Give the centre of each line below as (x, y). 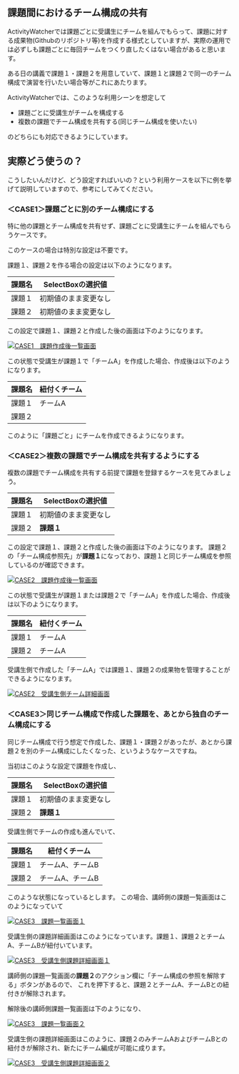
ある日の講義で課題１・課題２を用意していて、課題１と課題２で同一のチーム (119, 73)
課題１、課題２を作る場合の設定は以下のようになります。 (92, 265)
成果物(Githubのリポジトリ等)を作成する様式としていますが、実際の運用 (119, 40)
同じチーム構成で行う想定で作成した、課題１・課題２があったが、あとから (117, 741)
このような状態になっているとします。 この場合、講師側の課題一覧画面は (114, 897)
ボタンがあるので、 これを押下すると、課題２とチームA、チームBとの (121, 984)
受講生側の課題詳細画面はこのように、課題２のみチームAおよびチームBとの (118, 1039)
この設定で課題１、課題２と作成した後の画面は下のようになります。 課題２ (117, 547)
